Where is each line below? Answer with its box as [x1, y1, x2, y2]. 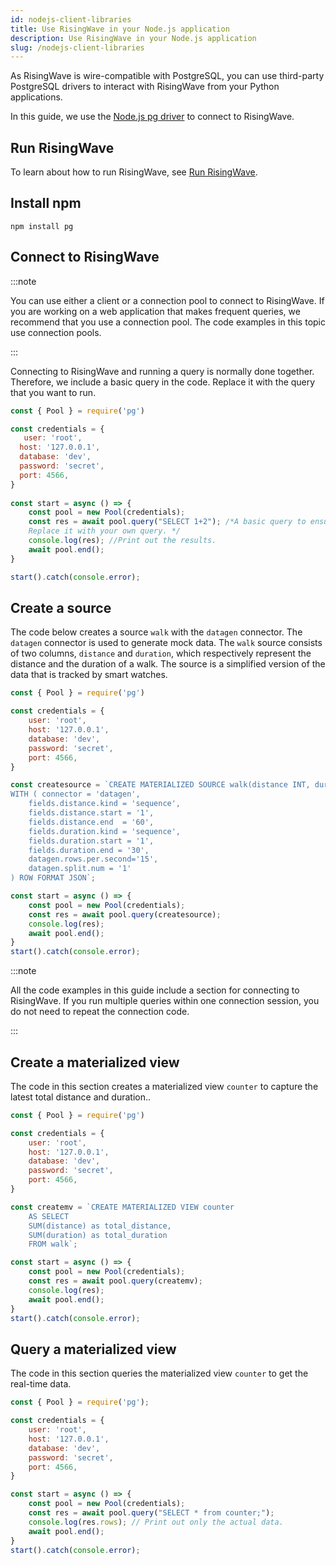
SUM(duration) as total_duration [28, 1230, 168, 1240]
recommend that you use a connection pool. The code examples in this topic [10, 316, 326, 328]
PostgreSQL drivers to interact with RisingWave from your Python [10, 81, 280, 93]
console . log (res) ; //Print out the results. [28, 536, 217, 546]
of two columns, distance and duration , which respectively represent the [10, 647, 312, 660]
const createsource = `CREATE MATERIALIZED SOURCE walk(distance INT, [10, 780, 311, 790]
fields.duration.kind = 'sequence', [28, 826, 182, 836]
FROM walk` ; [28, 1239, 78, 1250]
